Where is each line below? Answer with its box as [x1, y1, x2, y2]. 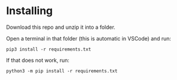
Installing [6, 4, 53, 18]
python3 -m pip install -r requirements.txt [6, 68, 118, 74]
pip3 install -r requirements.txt [6, 46, 92, 52]
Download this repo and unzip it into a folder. [6, 24, 115, 31]
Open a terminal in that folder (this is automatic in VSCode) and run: [6, 35, 172, 42]
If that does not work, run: [6, 56, 70, 64]
